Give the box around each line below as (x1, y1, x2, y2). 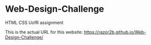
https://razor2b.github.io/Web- (84, 29, 146, 35)
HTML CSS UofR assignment (5, 20, 64, 25)
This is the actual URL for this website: (5, 29, 83, 35)
